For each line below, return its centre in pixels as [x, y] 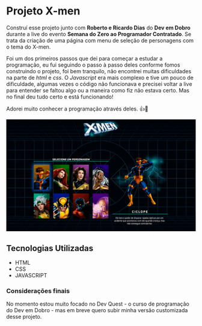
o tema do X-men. [29, 47]
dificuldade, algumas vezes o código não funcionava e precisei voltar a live [99, 84]
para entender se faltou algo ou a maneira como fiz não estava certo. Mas [98, 90]
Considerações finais [38, 291]
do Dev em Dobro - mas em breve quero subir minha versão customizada [97, 310]
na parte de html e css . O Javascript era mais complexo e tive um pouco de [100, 77]
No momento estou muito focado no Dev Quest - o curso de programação [98, 304]
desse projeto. [24, 317]
